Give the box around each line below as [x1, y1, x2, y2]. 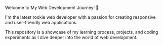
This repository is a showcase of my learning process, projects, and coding [5, 29, 159, 35]
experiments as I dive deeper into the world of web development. [5, 35, 138, 40]
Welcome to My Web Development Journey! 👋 [5, 5, 99, 10]
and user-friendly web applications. [5, 20, 78, 25]
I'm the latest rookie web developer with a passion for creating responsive [5, 14, 156, 20]
